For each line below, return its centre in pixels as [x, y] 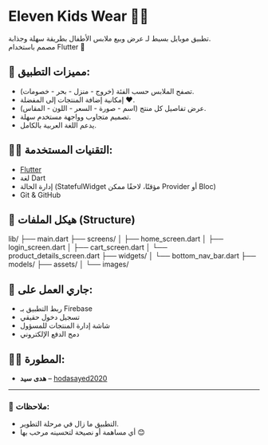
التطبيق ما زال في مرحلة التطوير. [69, 424]
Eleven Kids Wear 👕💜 [79, 16]
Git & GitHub [40, 195]
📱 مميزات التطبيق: [49, 72]
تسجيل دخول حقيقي [49, 317]
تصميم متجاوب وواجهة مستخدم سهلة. [75, 116]
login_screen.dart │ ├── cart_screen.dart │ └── [88, 247]
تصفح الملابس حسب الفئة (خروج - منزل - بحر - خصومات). [107, 91]
